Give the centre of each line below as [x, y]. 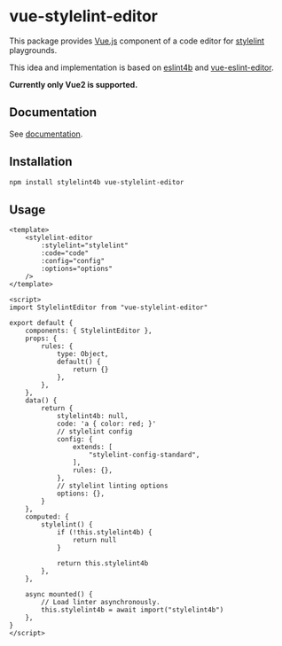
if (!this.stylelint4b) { [104, 533]
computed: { [47, 517]
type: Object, [82, 354]
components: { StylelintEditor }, [89, 331]
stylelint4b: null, [92, 416]
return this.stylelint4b [102, 564]
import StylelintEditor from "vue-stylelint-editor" [109, 307]
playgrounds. [33, 50]
